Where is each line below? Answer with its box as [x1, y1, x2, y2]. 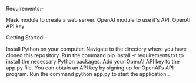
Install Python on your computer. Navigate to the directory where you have [6, 45, 187, 52]
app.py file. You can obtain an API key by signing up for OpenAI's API [6, 64, 174, 71]
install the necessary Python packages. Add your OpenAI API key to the [6, 58, 180, 65]
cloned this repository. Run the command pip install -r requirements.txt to [6, 52, 184, 58]
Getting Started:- [6, 34, 47, 41]
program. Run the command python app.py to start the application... [6, 71, 171, 77]
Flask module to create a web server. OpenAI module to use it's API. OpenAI [6, 16, 191, 23]
